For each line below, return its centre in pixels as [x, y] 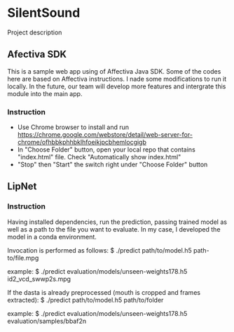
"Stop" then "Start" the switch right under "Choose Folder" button [112, 165]
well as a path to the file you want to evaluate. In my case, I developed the [114, 229]
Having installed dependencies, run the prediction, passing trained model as [117, 222]
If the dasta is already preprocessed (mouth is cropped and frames [104, 292]
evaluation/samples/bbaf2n [47, 321]
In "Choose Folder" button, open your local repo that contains [106, 150]
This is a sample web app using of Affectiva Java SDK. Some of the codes [114, 71]
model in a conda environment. [52, 237]
